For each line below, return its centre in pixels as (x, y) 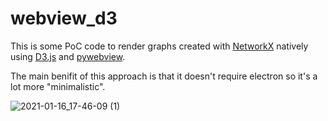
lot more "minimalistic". (58, 86)
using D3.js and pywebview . (68, 56)
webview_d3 (64, 18)
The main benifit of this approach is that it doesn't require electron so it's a (164, 76)
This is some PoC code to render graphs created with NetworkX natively (159, 46)
